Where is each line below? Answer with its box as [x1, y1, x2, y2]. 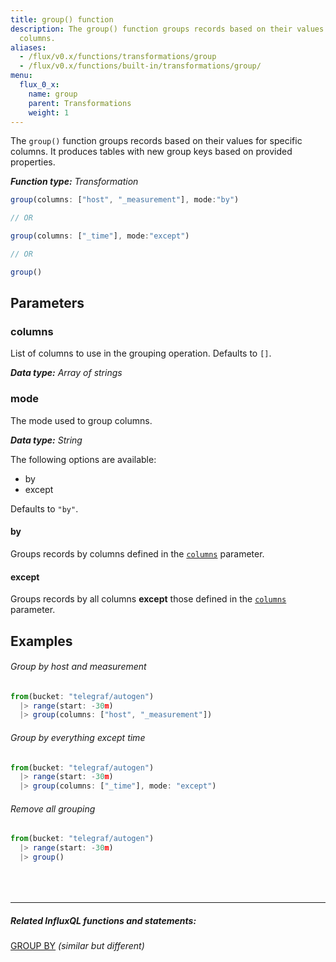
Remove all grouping [10, 802, 96, 815]
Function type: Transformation [10, 176, 139, 188]
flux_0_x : [19, 80, 60, 90]
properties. [10, 156, 56, 168]
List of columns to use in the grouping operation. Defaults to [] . [10, 347, 272, 360]
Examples [10, 632, 73, 650]
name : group [28, 89, 78, 99]
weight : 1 [28, 107, 70, 118]
